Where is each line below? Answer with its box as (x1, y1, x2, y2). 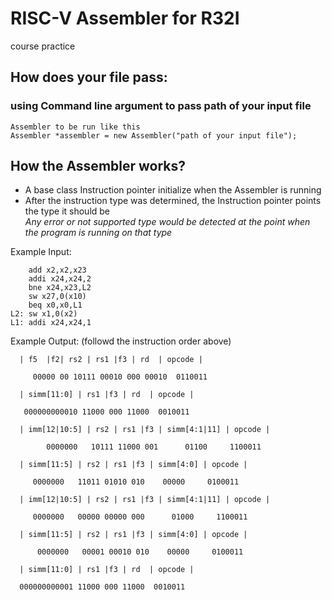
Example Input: (10, 246, 72, 258)
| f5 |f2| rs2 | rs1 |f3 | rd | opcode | (19, 355, 203, 365)
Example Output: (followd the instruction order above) (10, 335, 232, 347)
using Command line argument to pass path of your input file (10, 99, 312, 113)
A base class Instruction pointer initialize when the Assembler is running (24, 184, 322, 196)
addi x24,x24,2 (28, 274, 92, 284)
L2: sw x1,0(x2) (10, 309, 78, 319)
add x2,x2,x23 (28, 265, 87, 276)
